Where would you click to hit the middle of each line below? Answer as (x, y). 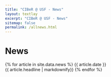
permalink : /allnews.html (31, 27)
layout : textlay (21, 14)
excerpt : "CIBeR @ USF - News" (36, 18)
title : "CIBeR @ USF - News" (34, 9)
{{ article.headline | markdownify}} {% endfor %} (54, 70)
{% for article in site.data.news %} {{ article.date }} (56, 64)
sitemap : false (20, 23)
